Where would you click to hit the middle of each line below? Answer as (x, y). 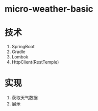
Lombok (20, 57)
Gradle (18, 52)
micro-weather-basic (49, 9)
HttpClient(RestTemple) (35, 62)
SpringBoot (23, 47)
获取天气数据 (24, 98)
